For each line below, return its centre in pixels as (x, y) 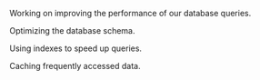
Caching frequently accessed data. (75, 66)
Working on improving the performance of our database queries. (130, 13)
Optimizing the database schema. (72, 30)
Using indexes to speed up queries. (76, 48)
